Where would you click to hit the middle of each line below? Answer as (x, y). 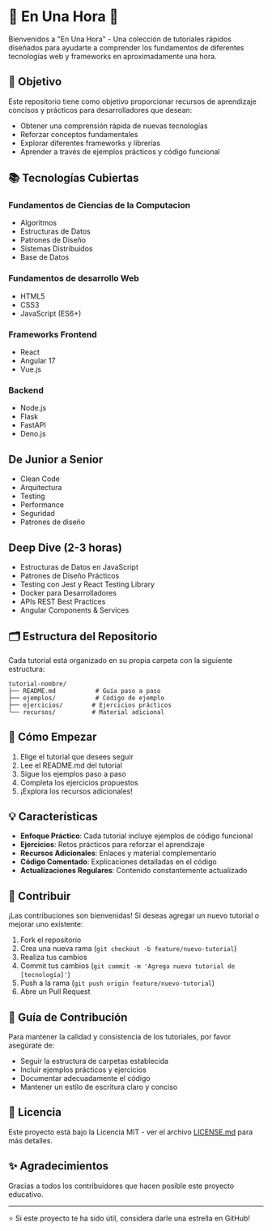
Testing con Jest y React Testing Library (87, 584)
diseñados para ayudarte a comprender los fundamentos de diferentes (126, 47)
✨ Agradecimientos (59, 1166)
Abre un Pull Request (55, 992)
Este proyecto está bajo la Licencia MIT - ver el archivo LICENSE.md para (131, 1132)
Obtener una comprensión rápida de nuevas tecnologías (114, 126)
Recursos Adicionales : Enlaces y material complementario (118, 853)
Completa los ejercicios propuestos (79, 782)
